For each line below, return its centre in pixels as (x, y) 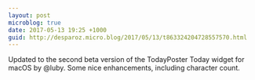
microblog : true (35, 23)
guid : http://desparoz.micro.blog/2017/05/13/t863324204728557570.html (127, 37)
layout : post (29, 15)
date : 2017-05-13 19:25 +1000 (58, 30)
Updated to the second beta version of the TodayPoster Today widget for (126, 60)
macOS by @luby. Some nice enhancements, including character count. (124, 68)
